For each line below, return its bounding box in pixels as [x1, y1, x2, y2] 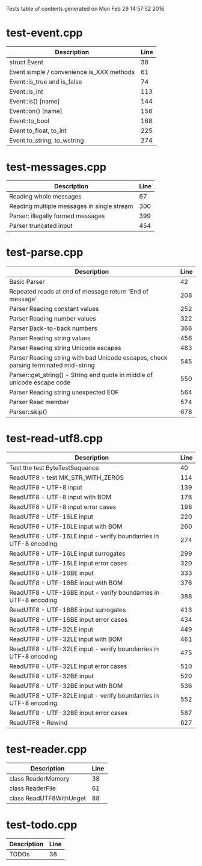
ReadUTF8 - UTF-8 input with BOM [9, 493, 112, 501]
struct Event [9, 58, 44, 66]
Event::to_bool [9, 117, 50, 125]
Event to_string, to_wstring [9, 136, 84, 144]
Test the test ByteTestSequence [9, 463, 99, 471]
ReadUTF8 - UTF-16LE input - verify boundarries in [9, 532, 159, 540]
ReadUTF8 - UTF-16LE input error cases [9, 559, 127, 567]
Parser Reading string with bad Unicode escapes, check [9, 353, 168, 361]
